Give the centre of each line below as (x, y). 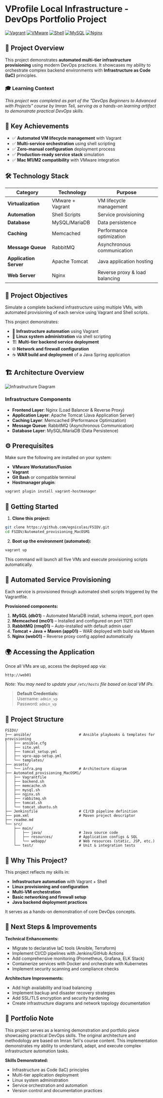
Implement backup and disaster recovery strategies (64, 993)
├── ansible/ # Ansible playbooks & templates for (80, 735)
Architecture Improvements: (34, 978)
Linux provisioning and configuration (50, 886)
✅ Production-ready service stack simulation (58, 154)
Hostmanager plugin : (34, 482)
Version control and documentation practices (57, 1090)
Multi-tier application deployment (45, 1075)
